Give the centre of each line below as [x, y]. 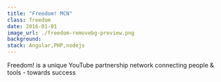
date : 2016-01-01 [32, 26]
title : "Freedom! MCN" [40, 13]
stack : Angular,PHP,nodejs [46, 45]
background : [24, 39]
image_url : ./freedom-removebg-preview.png [71, 33]
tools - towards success [42, 72]
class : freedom [29, 20]
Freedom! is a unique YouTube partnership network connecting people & [111, 65]
